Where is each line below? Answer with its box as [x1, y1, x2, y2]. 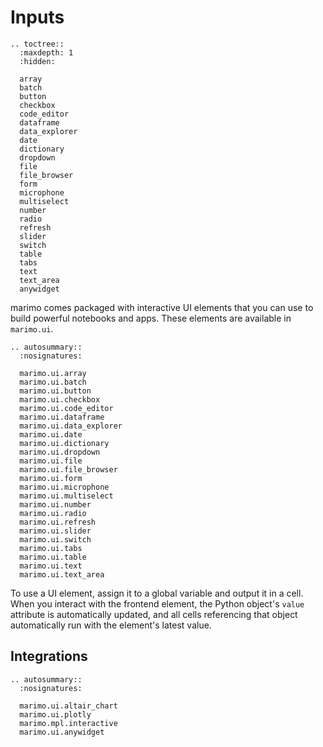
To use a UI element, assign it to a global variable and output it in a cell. [10, 587, 304, 599]
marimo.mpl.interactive [19, 718, 118, 728]
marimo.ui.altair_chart [19, 701, 118, 711]
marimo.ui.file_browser [19, 464, 118, 475]
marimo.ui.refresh [19, 517, 97, 527]
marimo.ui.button [19, 386, 92, 396]
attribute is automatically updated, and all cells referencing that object [10, 608, 298, 620]
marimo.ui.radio [19, 508, 87, 518]
